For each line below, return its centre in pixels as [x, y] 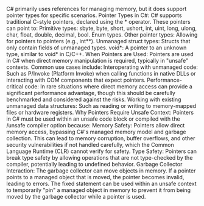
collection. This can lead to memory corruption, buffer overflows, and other [101, 138]
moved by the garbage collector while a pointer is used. [76, 197]
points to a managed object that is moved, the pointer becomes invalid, [95, 177]
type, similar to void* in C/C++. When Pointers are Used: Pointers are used [100, 54]
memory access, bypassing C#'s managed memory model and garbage [96, 132]
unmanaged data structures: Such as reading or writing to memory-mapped [101, 106]
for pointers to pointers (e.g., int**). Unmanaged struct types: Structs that [98, 41]
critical [15, 87]
